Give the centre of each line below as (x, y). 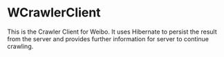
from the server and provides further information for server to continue (108, 38)
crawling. (20, 46)
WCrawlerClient (54, 13)
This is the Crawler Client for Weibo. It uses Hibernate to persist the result (112, 32)
